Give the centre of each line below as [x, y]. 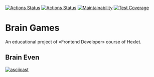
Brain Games [32, 28]
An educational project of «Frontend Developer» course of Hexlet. [73, 41]
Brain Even [22, 57]
